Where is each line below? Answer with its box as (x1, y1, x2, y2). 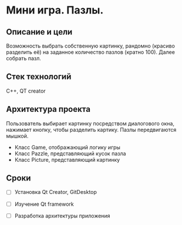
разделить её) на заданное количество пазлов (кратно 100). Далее (6, 49, 175, 56)
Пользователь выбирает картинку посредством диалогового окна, (6, 120, 175, 127)
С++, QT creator (6, 87, 46, 94)
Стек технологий (6, 71, 72, 82)
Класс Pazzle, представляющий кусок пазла (14, 150, 126, 157)
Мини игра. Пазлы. (6, 4, 104, 17)
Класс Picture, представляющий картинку (14, 156, 120, 163)
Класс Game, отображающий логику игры (14, 144, 120, 151)
